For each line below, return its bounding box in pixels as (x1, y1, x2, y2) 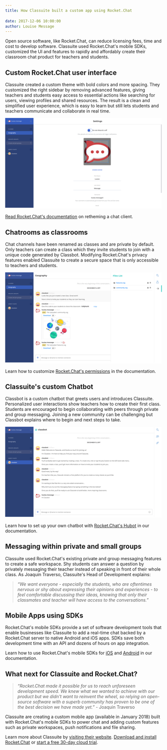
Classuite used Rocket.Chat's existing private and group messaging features (5, 555, 162, 561)
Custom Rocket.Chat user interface (5, 68, 117, 77)
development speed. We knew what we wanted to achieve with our (17, 688, 155, 694)
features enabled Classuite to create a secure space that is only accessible (5, 257, 159, 263)
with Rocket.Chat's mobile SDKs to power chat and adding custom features (5, 719, 159, 725)
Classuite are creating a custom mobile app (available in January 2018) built (5, 714, 161, 720)
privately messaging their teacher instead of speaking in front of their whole (5, 566, 161, 572)
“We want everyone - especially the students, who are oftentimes (17, 581, 152, 587)
